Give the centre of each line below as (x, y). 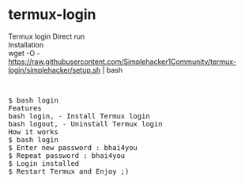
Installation (26, 44)
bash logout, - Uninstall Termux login (85, 124)
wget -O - (24, 53)
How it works (34, 131)
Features (25, 108)
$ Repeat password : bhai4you (67, 155)
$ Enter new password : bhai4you (73, 147)
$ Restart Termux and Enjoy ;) (69, 171)
